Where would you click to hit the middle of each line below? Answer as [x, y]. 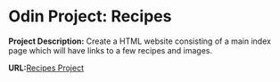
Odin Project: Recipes [90, 16]
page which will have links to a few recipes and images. [111, 50]
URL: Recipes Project [46, 68]
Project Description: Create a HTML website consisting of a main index [140, 41]
